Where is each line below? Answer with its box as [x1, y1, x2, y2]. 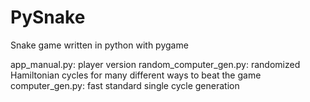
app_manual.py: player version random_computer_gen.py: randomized [10, 58, 301, 70]
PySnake [10, 6, 86, 29]
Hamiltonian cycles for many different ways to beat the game [10, 69, 262, 81]
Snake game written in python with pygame [10, 39, 189, 51]
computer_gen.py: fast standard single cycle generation [10, 79, 240, 91]
